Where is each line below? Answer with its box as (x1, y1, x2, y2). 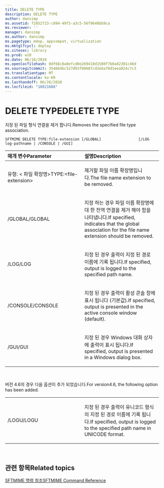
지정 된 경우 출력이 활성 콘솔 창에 (84, 290, 155, 297)
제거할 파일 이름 (84, 167, 119, 174)
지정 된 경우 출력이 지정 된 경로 (84, 251, 151, 258)
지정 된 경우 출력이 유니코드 (84, 404, 144, 410)
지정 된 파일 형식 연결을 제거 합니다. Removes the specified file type (5, 122, 136, 128)
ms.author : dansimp (5, 35, 45, 40)
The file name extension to (90, 174, 151, 181)
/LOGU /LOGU (7, 417, 38, 424)
